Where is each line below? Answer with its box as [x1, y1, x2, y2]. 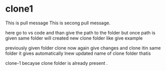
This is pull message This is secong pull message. [5, 20, 111, 26]
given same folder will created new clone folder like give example [5, 35, 143, 41]
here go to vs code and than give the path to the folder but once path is [5, 29, 156, 35]
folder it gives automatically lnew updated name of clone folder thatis [5, 50, 151, 56]
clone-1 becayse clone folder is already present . [5, 60, 108, 66]
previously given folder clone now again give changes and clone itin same [5, 45, 161, 51]
